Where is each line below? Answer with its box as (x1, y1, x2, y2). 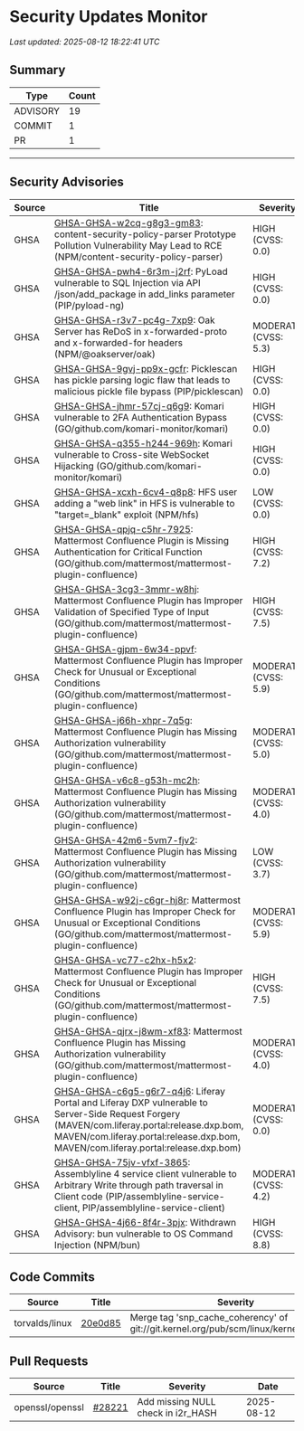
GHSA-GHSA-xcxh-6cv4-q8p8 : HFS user (53, 486, 238, 498)
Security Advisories (9, 175, 124, 190)
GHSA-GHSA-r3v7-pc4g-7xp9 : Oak (53, 314, 215, 327)
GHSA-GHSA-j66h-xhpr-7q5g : (53, 714, 193, 726)
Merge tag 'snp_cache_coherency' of (129, 1312, 289, 1324)
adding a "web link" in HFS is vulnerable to (53, 497, 235, 509)
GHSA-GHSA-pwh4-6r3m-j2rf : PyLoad (53, 265, 228, 278)
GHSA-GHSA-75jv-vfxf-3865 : (53, 1156, 191, 1169)
